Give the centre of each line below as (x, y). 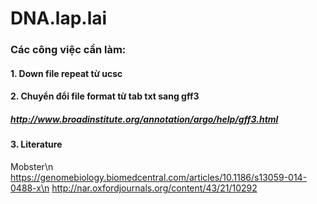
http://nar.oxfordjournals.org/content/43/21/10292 (154, 188)
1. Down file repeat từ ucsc (66, 73)
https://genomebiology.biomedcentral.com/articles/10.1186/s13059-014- (159, 177)
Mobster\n (32, 166)
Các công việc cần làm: (68, 50)
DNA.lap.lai (59, 18)
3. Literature (36, 144)
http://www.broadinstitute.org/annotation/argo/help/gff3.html (144, 119)
